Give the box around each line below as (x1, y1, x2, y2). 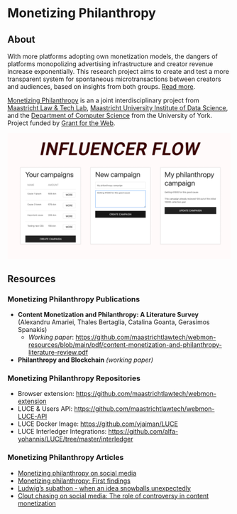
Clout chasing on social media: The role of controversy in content (17, 491, 209, 500)
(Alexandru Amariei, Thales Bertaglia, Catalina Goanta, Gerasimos (17, 318, 210, 326)
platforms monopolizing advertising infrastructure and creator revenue (7, 60, 214, 68)
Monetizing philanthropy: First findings (17, 476, 131, 485)
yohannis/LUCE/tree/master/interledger (17, 435, 133, 444)
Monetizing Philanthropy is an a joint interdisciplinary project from (7, 96, 200, 105)
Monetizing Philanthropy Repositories (7, 373, 140, 383)
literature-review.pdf (28, 348, 89, 357)
